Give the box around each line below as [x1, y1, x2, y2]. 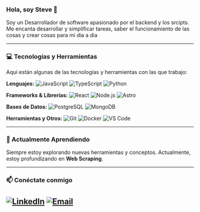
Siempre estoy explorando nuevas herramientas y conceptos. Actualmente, [6, 149, 191, 156]
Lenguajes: [6, 80, 35, 87]
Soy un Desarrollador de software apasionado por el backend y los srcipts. [6, 19, 189, 26]
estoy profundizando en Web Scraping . [6, 155, 104, 162]
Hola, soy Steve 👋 [6, 5, 58, 14]
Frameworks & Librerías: [6, 91, 68, 99]
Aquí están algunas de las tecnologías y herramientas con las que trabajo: [6, 68, 187, 75]
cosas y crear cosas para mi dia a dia [6, 32, 98, 39]
